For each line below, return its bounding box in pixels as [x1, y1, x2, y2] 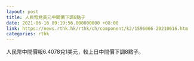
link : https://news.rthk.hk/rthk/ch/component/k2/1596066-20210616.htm [6, 25, 188, 32]
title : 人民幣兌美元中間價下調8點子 [6, 14, 85, 20]
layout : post [6, 8, 39, 15]
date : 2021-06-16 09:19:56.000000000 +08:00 [6, 20, 119, 26]
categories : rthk [6, 31, 50, 37]
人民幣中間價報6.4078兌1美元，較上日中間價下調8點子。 [6, 48, 144, 56]
